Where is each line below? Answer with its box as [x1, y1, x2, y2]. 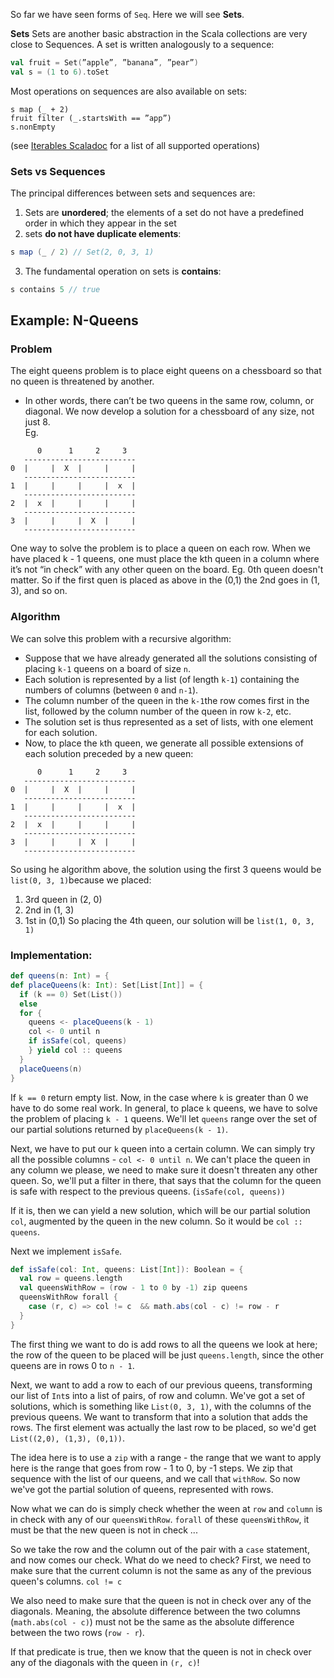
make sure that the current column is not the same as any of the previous [10, 1564, 312, 1576]
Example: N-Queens [10, 312, 139, 329]
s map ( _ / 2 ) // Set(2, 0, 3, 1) [10, 247, 155, 258]
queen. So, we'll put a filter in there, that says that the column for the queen [10, 1174, 322, 1186]
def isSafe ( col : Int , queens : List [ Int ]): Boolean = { [10, 1264, 244, 1274]
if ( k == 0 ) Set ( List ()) [19, 989, 123, 999]
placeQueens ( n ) [19, 1064, 83, 1074]
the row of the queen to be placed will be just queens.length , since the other [10, 1349, 324, 1361]
